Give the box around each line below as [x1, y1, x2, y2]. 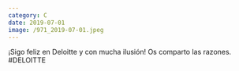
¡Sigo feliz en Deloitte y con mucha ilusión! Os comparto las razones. [8, 48, 232, 57]
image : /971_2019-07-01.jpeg [8, 26, 104, 34]
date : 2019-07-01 [8, 19, 65, 27]
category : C [8, 11, 47, 20]
